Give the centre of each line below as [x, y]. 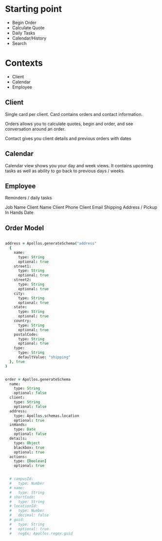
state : [20, 307]
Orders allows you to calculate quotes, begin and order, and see [69, 124]
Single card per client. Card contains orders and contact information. [74, 114]
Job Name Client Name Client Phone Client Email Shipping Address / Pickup [81, 207]
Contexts [24, 63]
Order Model [25, 228]
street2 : [23, 280]
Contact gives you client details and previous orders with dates [68, 138]
